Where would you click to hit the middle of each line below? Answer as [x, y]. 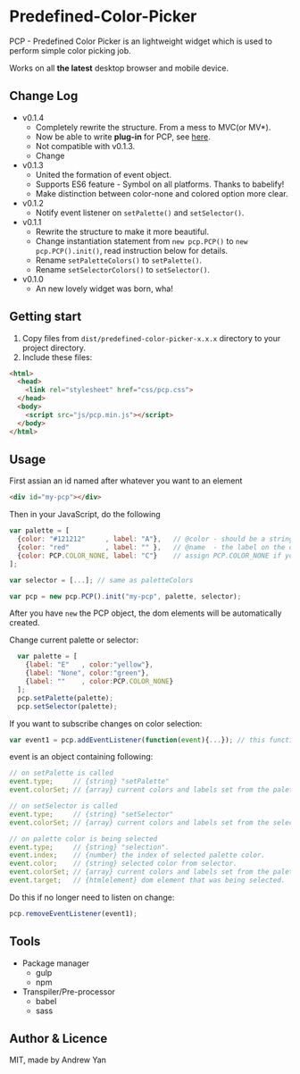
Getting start [46, 317]
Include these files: [57, 357]
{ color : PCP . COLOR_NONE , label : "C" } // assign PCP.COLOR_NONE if [149, 556]
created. [25, 623]
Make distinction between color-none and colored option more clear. [162, 193]
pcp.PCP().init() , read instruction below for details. [132, 250]
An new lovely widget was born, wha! [104, 289]
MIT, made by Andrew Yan [58, 1060]
